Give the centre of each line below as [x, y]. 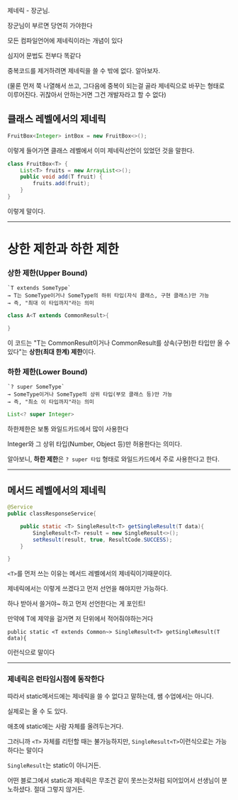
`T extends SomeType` [39, 288]
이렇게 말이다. [27, 211]
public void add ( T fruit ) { [61, 177]
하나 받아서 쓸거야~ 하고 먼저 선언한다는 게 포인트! [76, 604]
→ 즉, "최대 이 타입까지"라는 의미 [51, 304]
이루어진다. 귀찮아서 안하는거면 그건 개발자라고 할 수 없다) [87, 95]
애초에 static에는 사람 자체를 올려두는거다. [66, 726]
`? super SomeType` [36, 387]
